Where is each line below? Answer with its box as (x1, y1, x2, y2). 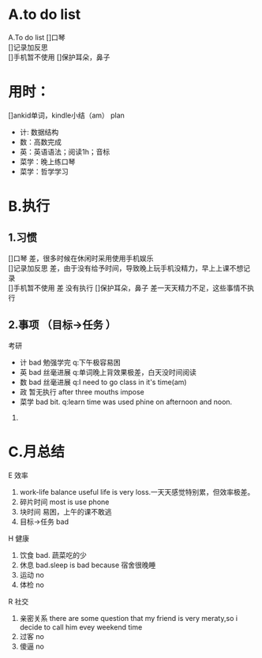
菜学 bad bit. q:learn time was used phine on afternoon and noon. (19, 397, 233, 406)
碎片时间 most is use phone (19, 497, 110, 507)
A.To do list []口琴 (8, 32, 65, 42)
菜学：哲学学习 (19, 166, 69, 176)
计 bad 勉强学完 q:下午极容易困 (19, 357, 121, 367)
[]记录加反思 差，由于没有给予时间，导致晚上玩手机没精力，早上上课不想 (8, 263, 244, 273)
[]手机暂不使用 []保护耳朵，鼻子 (8, 52, 110, 62)
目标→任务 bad (19, 517, 69, 526)
